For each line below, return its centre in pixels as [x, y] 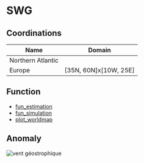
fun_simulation [34, 113]
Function [23, 92]
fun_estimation [34, 106]
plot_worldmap [34, 119]
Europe [20, 70]
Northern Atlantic [34, 60]
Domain [99, 50]
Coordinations [34, 33]
